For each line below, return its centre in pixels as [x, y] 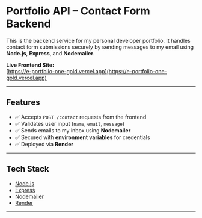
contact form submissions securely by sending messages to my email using [100, 47]
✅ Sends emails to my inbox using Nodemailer [73, 130]
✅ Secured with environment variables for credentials [82, 137]
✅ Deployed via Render [44, 144]
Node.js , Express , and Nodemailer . [50, 53]
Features [23, 103]
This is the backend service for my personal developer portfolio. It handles [98, 40]
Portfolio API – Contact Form [78, 11]
